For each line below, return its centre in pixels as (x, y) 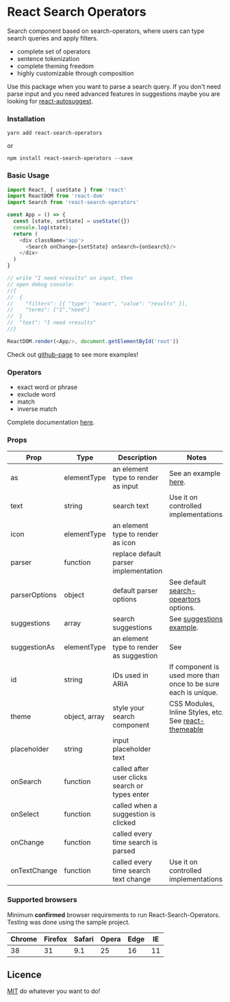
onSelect (25, 814)
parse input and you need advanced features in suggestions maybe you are (114, 94)
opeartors (184, 599)
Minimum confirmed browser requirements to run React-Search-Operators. (114, 914)
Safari (84, 939)
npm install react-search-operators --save (70, 158)
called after (131, 769)
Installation (26, 118)
